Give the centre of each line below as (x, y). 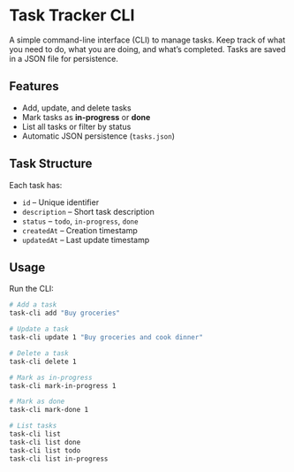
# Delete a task (39, 353)
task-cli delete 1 (43, 362)
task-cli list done (45, 442)
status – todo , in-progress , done (80, 221)
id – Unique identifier (60, 202)
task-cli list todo (45, 450)
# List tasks (33, 426)
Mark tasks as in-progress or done (86, 117)
